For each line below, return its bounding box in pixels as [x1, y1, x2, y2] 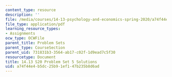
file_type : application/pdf [5, 21, 66, 27]
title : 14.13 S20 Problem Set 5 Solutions [5, 59, 97, 64]
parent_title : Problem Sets [5, 41, 66, 46]
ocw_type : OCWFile [5, 36, 45, 41]
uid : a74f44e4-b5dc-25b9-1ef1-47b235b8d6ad [5, 64, 100, 69]
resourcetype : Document [5, 54, 56, 60]
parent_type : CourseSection [5, 45, 66, 50]
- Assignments [5, 31, 36, 36]
